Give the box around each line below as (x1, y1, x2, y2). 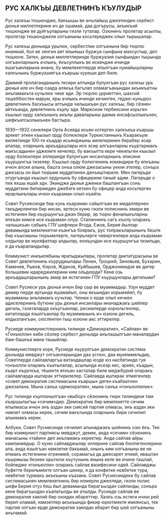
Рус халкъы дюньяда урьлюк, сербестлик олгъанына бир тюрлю (5, 43, 144, 49)
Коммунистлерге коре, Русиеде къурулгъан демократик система (5, 346, 146, 352)
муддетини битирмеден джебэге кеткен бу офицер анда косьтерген (5, 185, 151, 191)
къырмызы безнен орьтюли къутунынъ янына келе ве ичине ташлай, (5, 456, 153, 462)
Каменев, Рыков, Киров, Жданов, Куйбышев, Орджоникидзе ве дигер (5, 263, 155, 269)
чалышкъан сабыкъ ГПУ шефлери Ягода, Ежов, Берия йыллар (5, 222, 138, 228)
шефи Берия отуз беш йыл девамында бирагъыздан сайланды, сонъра (5, 483, 157, 489)
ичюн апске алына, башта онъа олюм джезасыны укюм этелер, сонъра (5, 164, 159, 170)
